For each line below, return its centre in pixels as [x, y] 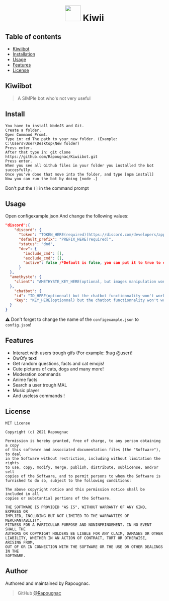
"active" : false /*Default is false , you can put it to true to [92, 263]
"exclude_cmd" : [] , [44, 258]
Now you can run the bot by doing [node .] [52, 179]
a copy [12, 445]
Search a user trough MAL [40, 385]
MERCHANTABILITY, [23, 520]
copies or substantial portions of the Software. [58, 498]
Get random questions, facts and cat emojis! [58, 363]
